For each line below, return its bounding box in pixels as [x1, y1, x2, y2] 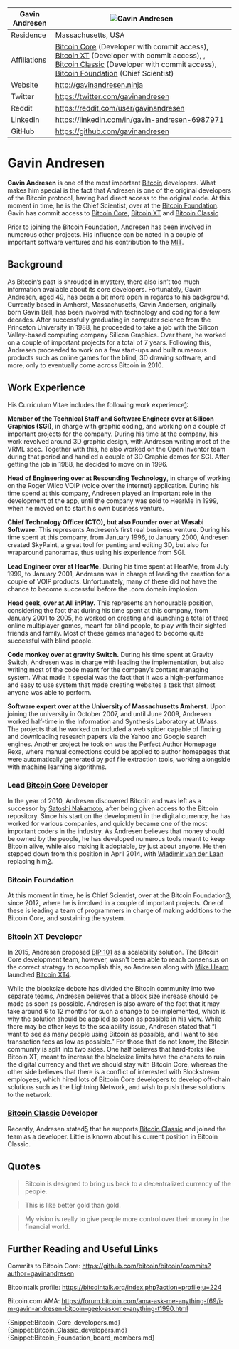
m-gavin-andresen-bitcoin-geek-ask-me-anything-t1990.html [7, 1305, 188, 1313]
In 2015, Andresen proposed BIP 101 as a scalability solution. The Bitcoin [7, 948, 219, 957]
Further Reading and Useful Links [7, 1243, 159, 1255]
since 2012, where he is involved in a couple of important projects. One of [7, 899, 224, 907]
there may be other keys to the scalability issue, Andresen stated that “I [7, 1022, 217, 1031]
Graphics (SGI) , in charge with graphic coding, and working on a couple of [7, 422, 226, 430]
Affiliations [11, 55, 47, 65]
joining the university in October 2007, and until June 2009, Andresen [7, 709, 211, 718]
